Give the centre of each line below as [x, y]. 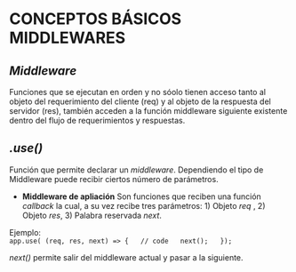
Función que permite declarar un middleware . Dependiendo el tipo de [136, 170]
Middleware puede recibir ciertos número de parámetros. [114, 179]
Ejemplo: [25, 232]
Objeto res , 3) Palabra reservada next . [92, 215]
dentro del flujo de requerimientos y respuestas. [97, 120]
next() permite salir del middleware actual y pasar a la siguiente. [126, 257]
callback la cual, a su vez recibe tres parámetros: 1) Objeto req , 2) [144, 205]
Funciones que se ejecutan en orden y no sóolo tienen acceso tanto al [138, 92]
